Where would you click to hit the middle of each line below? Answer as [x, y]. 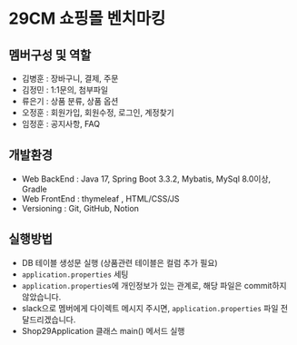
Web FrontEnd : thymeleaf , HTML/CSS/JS [100, 198]
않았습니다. [41, 297]
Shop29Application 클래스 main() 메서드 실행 [103, 330]
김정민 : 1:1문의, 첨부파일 [65, 90]
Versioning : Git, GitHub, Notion [80, 208]
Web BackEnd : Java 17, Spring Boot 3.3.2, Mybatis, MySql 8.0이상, [146, 179]
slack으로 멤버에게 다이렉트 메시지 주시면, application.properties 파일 [150, 308]
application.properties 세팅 [75, 274]
